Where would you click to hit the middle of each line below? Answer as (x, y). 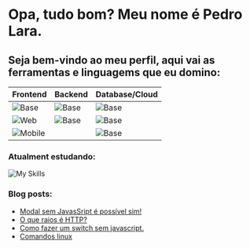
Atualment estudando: (52, 156)
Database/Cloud (127, 94)
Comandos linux (46, 236)
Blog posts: (30, 194)
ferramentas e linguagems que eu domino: (114, 72)
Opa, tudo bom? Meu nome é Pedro (125, 15)
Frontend (29, 94)
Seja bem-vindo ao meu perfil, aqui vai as (112, 60)
